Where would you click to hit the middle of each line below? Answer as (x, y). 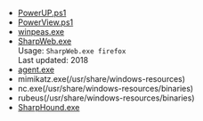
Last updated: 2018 (53, 60)
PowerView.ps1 (45, 22)
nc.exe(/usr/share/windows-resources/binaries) (106, 89)
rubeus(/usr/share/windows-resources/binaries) (106, 98)
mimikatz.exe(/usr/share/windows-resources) (101, 79)
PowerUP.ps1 (42, 13)
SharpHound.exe (49, 107)
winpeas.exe (41, 32)
